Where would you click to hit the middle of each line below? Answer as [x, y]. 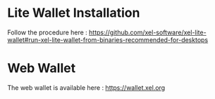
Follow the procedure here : [48, 32]
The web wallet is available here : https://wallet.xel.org [86, 87]
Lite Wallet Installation [74, 13]
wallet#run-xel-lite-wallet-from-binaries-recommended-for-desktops [108, 39]
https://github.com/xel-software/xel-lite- [148, 32]
